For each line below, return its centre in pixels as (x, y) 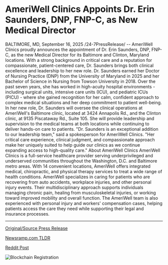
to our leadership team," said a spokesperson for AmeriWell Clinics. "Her (80, 134)
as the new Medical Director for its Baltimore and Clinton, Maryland (80, 55)
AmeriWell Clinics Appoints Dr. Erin (80, 9)
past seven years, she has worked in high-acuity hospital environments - (80, 86)
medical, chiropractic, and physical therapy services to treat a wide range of (84, 171)
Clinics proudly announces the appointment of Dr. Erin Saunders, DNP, (78, 49)
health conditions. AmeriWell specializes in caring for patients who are (77, 177)
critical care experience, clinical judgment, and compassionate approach (80, 139)
